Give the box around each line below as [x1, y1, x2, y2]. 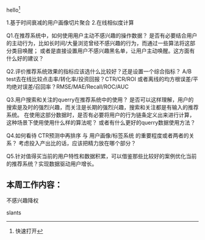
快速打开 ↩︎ [15, 227, 43, 235]
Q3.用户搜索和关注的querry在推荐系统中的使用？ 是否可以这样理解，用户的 [6, 96, 194, 103]
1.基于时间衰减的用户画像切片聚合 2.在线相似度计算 [6, 18, 134, 26]
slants [6, 209, 21, 216]
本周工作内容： [6, 180, 63, 190]
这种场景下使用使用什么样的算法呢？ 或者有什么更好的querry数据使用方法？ [6, 118, 196, 126]
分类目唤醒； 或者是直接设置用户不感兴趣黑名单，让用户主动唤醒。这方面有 [6, 47, 195, 54]
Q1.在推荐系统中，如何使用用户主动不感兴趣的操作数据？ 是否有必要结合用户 [6, 32, 198, 39]
